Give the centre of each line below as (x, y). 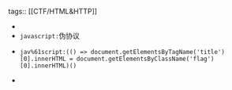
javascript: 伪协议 (50, 36)
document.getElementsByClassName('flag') (145, 59)
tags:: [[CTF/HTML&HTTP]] (52, 11)
